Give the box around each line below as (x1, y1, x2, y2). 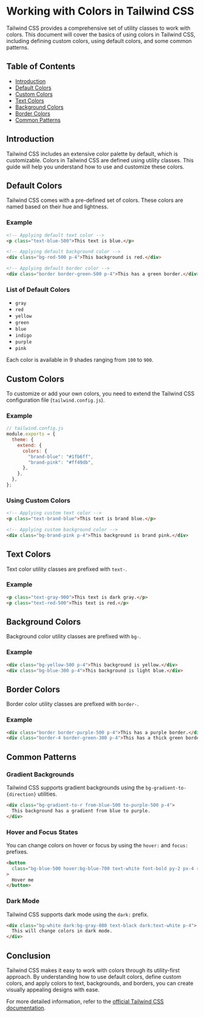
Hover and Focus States (6, 828, 78, 836)
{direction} (6, 791, 36, 798)
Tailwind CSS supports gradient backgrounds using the (6, 784, 144, 791)
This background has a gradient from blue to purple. (12, 807, 151, 814)
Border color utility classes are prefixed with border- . (6, 700, 139, 708)
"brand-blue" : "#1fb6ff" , (28, 453, 94, 460)
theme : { (12, 436, 34, 443)
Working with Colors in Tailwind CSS (6, 4, 194, 18)
